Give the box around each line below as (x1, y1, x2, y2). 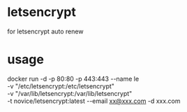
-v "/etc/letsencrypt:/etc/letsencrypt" (7, 81, 115, 90)
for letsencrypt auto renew (7, 27, 84, 35)
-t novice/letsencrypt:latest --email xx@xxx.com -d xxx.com (7, 97, 181, 105)
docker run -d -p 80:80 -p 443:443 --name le (7, 74, 140, 83)
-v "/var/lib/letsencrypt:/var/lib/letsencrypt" (7, 89, 133, 97)
